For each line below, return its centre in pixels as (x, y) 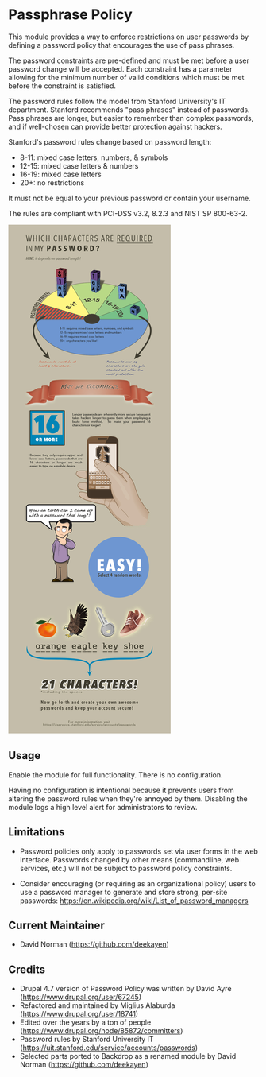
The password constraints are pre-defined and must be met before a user (129, 60)
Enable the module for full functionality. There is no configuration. (116, 775)
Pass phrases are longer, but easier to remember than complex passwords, (131, 118)
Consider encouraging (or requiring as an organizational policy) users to (137, 883)
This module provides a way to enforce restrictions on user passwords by (128, 37)
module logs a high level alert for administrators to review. (103, 807)
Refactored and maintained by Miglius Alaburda (97, 1005)
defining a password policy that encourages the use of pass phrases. (121, 45)
